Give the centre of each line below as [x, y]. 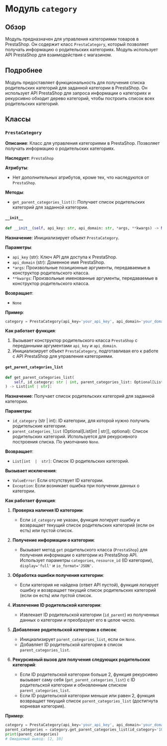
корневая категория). [42, 706]
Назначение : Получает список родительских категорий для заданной [80, 396]
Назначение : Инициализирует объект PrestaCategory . [62, 237]
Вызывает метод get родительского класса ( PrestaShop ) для [83, 550]
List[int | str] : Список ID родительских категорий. [71, 461]
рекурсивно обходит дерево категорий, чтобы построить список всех [80, 98]
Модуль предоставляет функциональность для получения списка [75, 82]
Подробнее [24, 70]
